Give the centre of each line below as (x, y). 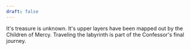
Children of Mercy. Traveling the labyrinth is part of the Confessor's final (95, 34)
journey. (16, 41)
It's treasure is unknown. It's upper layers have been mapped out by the (95, 28)
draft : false (22, 11)
